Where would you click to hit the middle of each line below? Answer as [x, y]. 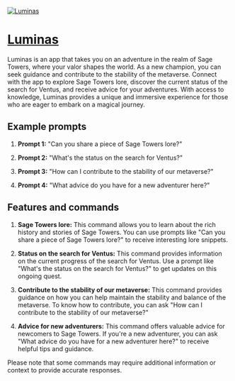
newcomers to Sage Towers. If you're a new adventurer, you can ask [117, 333]
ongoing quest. [40, 276]
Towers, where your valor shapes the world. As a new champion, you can [114, 67]
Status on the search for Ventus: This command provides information [120, 253]
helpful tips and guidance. [56, 348]
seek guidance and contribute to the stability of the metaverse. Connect [112, 74]
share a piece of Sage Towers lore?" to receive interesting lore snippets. [123, 239]
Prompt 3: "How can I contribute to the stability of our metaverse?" [115, 171]
